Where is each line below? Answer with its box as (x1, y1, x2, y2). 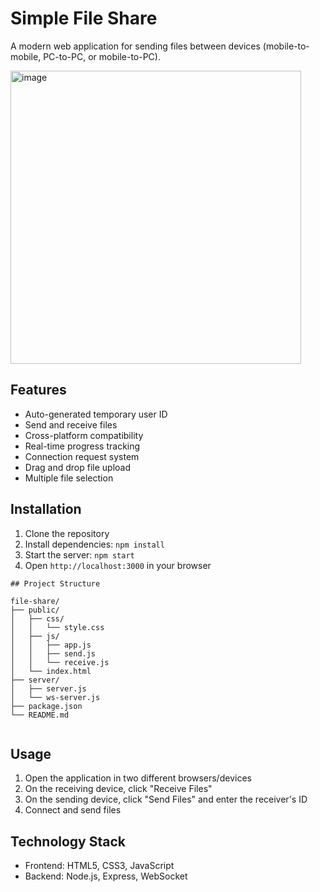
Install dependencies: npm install (24, 538, 165, 550)
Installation (10, 501, 82, 518)
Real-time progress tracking (24, 440, 141, 452)
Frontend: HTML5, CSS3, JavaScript (24, 860, 175, 872)
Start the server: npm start (24, 548, 135, 561)
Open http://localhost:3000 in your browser (24, 559, 212, 571)
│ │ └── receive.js (10, 657, 110, 667)
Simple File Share (10, 7, 158, 30)
